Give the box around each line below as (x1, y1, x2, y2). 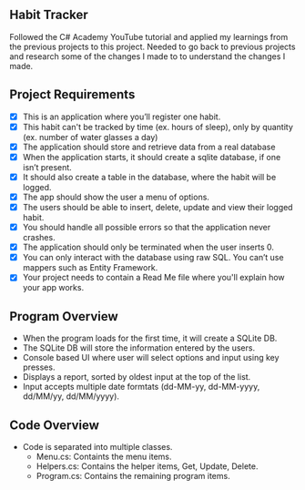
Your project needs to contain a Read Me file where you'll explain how (22, 272, 285, 283)
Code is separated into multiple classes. (22, 441, 173, 452)
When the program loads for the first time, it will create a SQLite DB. (22, 332, 278, 344)
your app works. (22, 282, 85, 293)
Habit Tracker (9, 7, 88, 23)
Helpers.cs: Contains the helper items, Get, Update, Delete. (36, 460, 259, 472)
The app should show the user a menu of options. (22, 191, 209, 202)
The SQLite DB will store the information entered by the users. (22, 342, 256, 353)
